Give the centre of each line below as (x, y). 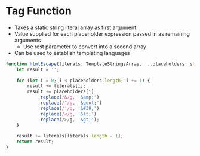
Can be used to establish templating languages (72, 53)
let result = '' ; (38, 69)
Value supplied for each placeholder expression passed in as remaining (102, 33)
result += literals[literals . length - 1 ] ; (70, 136)
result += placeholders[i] (61, 92)
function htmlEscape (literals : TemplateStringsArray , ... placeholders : (96, 64)
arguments (27, 40)
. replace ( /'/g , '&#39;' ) (68, 108)
